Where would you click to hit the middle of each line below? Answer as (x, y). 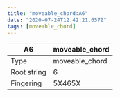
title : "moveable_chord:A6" (48, 13)
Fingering (26, 83)
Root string (28, 72)
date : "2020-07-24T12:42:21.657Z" (57, 20)
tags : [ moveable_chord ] (42, 26)
